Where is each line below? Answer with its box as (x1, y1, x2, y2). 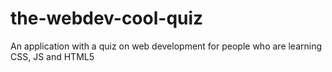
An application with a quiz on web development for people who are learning (10, 40, 323, 52)
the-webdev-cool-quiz (10, 7, 204, 30)
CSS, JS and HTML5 (10, 50, 95, 62)
